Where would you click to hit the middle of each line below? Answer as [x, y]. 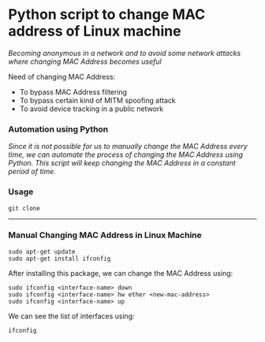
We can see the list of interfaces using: [72, 316]
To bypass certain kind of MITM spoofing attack [97, 100]
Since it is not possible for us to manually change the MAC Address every [128, 147]
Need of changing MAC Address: [62, 76]
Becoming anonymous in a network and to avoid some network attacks [125, 53]
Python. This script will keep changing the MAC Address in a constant [122, 163]
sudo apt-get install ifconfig [60, 258]
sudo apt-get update [42, 251]
